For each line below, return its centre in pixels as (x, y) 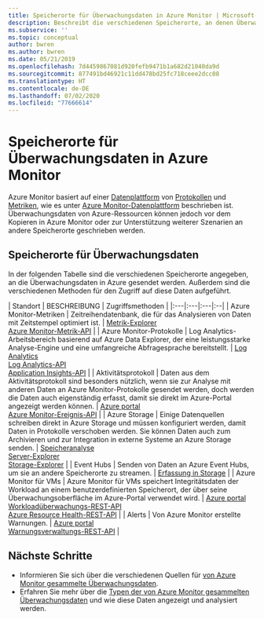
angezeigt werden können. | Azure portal (74, 406)
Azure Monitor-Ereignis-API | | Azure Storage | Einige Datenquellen (116, 414)
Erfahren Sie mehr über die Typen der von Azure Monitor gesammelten (134, 592)
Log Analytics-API (37, 364)
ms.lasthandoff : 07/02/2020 (54, 96)
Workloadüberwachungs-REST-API (65, 506)
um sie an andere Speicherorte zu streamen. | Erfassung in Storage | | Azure (132, 473)
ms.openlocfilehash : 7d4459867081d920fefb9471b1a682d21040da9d (114, 67)
